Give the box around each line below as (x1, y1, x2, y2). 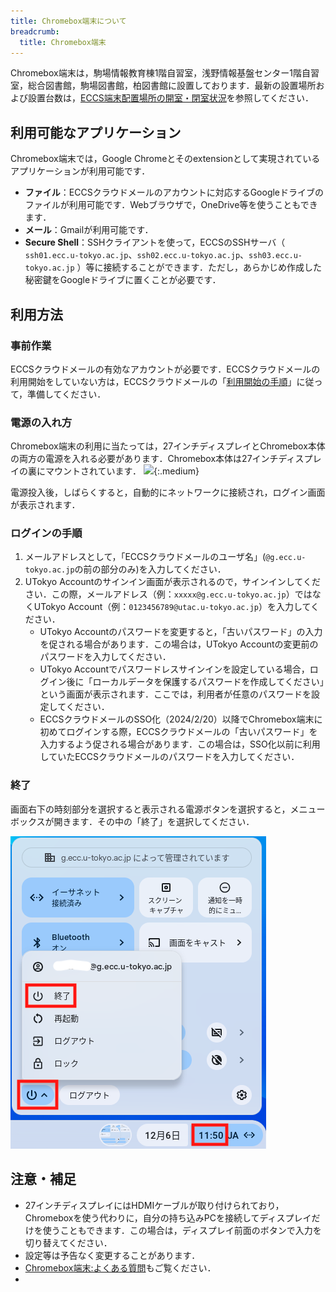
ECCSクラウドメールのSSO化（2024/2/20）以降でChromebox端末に (39, 713, 323, 725)
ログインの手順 (10, 526, 83, 540)
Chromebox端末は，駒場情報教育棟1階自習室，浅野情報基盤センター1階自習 (10, 67, 320, 79)
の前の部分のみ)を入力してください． (74, 563, 227, 575)
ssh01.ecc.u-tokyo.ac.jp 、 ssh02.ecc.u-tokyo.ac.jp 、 (24, 249, 250, 261)
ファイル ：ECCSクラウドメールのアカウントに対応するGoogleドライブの (24, 186, 325, 199)
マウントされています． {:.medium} (44, 465, 200, 477)
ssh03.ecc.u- (248, 251, 303, 261)
